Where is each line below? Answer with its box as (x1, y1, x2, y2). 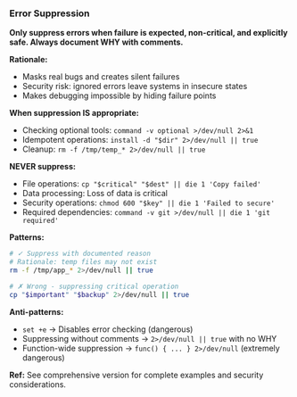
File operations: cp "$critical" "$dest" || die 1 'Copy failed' (21, 178, 261, 189)
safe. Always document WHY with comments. (9, 37, 184, 47)
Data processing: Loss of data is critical (21, 188, 168, 199)
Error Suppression (9, 7, 91, 20)
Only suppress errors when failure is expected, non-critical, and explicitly (9, 28, 288, 38)
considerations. (9, 378, 67, 390)
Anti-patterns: (9, 306, 64, 317)
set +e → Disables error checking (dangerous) (21, 324, 194, 335)
